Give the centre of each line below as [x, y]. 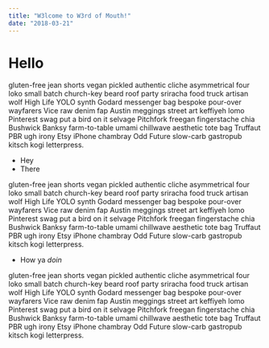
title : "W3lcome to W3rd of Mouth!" [70, 16]
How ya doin [41, 260]
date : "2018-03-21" [41, 23]
